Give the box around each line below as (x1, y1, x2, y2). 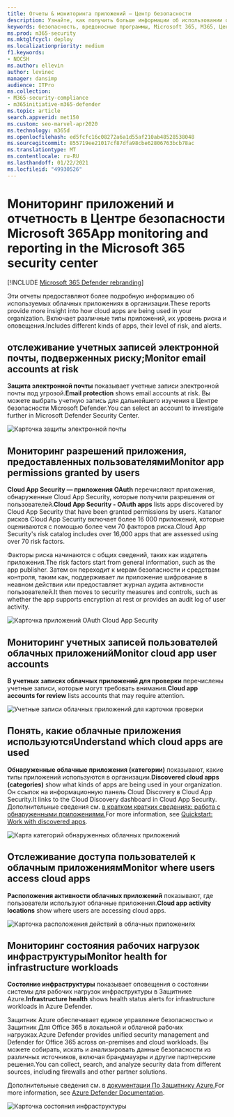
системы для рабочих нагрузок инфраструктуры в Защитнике (7, 987, 192, 996)
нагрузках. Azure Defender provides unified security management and (7, 1031, 210, 1039)
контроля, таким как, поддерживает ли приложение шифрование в (7, 573, 208, 582)
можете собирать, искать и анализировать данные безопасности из (7, 1045, 211, 1054)
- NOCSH (7, 56, 30, 63)
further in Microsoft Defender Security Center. (7, 411, 140, 420)
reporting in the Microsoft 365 (7, 240, 185, 256)
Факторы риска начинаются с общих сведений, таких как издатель (7, 551, 208, 559)
